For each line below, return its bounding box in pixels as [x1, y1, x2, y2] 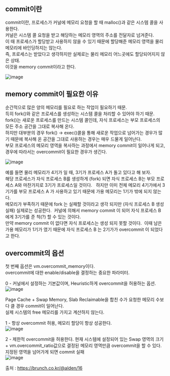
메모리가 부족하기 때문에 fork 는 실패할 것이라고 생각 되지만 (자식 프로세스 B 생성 [5, 201, 164, 207]
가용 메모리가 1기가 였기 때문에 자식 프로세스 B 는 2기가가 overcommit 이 [5, 226, 150, 232]
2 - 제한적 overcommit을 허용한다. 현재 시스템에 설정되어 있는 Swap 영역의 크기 [5, 336, 164, 343]
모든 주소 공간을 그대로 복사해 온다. [5, 123, 75, 129]
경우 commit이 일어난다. [16, 303, 64, 309]
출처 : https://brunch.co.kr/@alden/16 [5, 365, 83, 371]
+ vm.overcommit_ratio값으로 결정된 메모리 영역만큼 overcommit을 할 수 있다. [5, 343, 162, 349]
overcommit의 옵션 [5, 249, 64, 258]
